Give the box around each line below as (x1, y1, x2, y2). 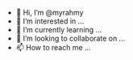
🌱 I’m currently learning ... (15, 25, 102, 34)
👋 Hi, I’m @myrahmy (15, 8, 84, 17)
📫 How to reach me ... (15, 43, 91, 52)
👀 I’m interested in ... (15, 16, 85, 26)
